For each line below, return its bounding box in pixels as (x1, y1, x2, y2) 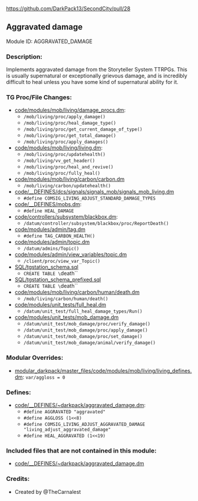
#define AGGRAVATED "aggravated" (23, 409, 106, 415)
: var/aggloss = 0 (22, 373, 66, 380)
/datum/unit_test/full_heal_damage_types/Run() (23, 308, 143, 315)
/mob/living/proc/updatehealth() (23, 152, 106, 158)
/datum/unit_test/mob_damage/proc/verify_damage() (23, 321, 151, 327)
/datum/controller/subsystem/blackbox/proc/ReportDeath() (23, 221, 169, 227)
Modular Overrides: (6, 354, 64, 362)
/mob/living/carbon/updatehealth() (23, 183, 111, 189)
